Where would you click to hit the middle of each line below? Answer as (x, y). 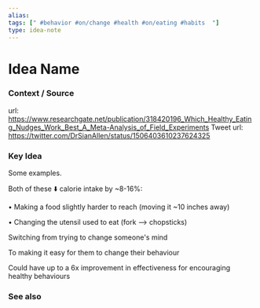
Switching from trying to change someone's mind (88, 237)
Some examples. (35, 173)
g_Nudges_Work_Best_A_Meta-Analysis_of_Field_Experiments (109, 127)
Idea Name (44, 69)
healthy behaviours (39, 277)
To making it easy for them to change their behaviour (94, 253)
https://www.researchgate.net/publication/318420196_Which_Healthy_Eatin (130, 119)
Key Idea (25, 156)
